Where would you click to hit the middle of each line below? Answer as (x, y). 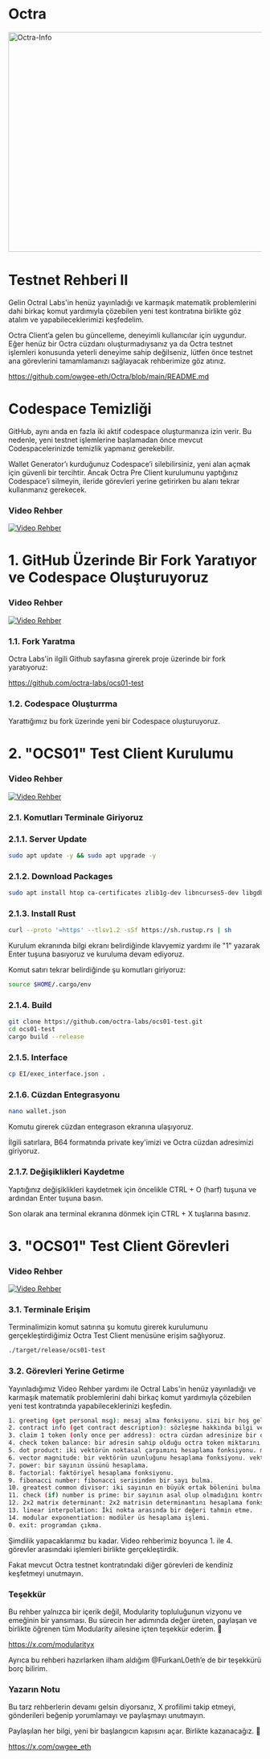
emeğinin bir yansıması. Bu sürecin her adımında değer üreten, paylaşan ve (133, 1620)
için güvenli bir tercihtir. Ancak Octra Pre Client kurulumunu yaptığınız (123, 473)
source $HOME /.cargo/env (50, 985)
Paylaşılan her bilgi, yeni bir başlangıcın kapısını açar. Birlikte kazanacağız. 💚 (135, 1731)
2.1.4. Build (30, 1005)
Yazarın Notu (34, 1689)
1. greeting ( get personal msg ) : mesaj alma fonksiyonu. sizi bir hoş (129, 1420)
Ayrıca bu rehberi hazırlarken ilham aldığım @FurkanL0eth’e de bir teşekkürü (135, 1660)
